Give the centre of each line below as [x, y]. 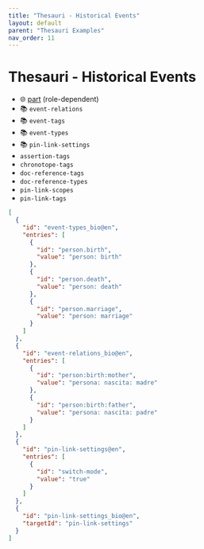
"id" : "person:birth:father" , [87, 405]
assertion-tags [45, 157]
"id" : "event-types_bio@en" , [71, 228]
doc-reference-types [54, 182]
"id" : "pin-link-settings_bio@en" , [81, 516]
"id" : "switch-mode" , [73, 471]
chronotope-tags [46, 165]
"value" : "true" [64, 479]
